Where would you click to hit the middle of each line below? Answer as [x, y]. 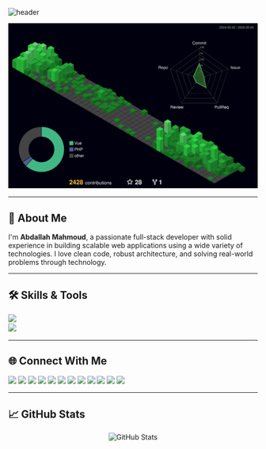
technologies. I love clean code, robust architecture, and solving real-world [131, 254]
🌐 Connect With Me [58, 361]
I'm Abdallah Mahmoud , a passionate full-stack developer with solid [120, 237]
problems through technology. [57, 262]
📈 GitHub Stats [47, 415]
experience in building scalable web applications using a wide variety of [125, 245]
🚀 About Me [38, 218]
